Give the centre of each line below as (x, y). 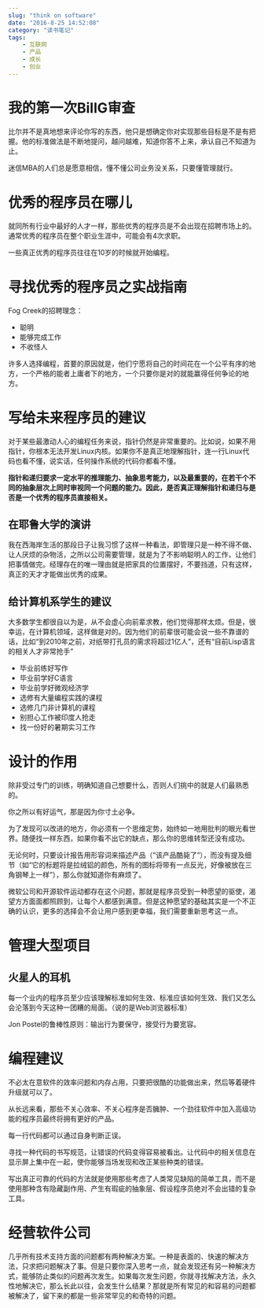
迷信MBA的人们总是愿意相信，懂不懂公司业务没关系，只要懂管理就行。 (123, 168)
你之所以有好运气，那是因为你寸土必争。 (73, 812)
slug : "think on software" (52, 15)
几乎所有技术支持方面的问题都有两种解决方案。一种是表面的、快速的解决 (125, 1256)
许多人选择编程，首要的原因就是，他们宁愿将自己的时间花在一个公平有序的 (128, 364)
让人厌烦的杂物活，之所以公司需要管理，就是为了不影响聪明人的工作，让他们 (132, 555)
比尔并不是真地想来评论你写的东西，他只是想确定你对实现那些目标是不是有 (128, 131)
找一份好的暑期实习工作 (57, 727)
